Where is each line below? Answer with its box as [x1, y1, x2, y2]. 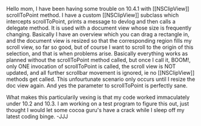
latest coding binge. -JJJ [6, 113, 68, 120]
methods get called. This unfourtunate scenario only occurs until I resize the [6, 75, 196, 83]
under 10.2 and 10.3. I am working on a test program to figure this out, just [6, 100, 190, 107]
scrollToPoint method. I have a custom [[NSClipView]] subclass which [6, 11, 179, 19]
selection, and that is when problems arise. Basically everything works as [6, 50, 188, 57]
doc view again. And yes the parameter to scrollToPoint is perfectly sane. [6, 82, 188, 89]
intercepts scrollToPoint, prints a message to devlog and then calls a [6, 18, 176, 25]
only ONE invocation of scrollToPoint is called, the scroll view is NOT [6, 63, 176, 70]
